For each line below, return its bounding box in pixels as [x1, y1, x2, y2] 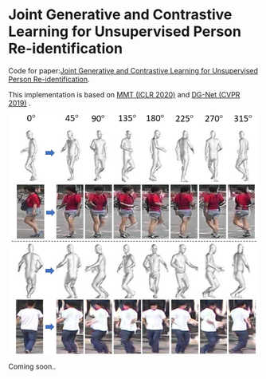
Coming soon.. [8, 361, 57, 372]
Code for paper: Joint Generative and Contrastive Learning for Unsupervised [8, 65, 259, 75]
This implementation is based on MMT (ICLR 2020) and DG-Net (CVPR [8, 89, 241, 99]
